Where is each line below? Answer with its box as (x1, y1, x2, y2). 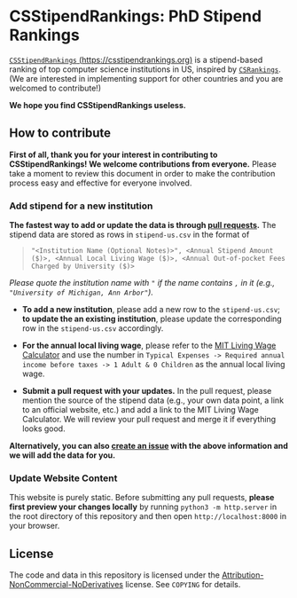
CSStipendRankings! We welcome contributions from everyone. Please (9, 158, 277, 169)
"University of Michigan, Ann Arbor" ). (9, 287, 153, 298)
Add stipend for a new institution (9, 200, 153, 212)
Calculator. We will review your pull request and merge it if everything (21, 414, 277, 425)
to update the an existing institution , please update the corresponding (21, 313, 282, 325)
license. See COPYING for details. (125, 579, 241, 590)
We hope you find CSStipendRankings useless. (9, 99, 186, 110)
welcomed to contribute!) (9, 83, 102, 93)
